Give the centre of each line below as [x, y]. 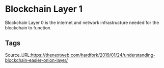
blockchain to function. [28, 27]
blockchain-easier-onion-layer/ [37, 60]
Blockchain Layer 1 [44, 9]
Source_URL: [18, 55]
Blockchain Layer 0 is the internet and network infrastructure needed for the [82, 23]
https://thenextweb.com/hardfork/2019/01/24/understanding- [93, 55]
